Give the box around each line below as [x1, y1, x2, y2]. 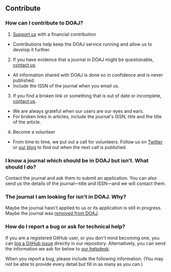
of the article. [12, 119, 41, 125]
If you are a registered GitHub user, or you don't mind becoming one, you [5, 235, 160, 241]
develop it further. [12, 46, 51, 53]
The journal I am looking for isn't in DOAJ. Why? [5, 193, 126, 200]
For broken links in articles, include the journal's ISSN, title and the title [12, 113, 162, 119]
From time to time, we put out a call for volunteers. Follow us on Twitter [12, 138, 163, 145]
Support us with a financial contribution [12, 31, 96, 37]
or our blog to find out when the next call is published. [12, 144, 127, 150]
